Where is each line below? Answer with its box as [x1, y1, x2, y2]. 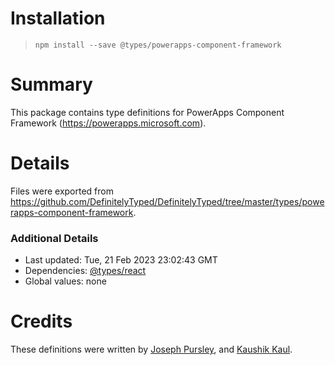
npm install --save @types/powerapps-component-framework [34, 40, 282, 50]
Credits [10, 310, 73, 333]
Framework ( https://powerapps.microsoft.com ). [10, 117, 207, 129]
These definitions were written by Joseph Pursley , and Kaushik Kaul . [10, 343, 293, 356]
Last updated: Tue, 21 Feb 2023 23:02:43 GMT [24, 254, 218, 266]
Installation [10, 7, 106, 30]
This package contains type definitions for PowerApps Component [10, 106, 285, 118]
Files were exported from [10, 185, 114, 197]
